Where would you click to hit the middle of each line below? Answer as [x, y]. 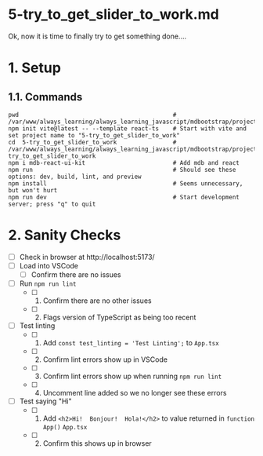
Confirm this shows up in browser [97, 443]
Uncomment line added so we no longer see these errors [135, 393]
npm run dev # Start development [124, 197]
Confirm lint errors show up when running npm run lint [132, 376]
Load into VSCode [49, 265]
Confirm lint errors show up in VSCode [105, 359]
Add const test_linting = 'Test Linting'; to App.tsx [131, 343]
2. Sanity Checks [65, 235]
